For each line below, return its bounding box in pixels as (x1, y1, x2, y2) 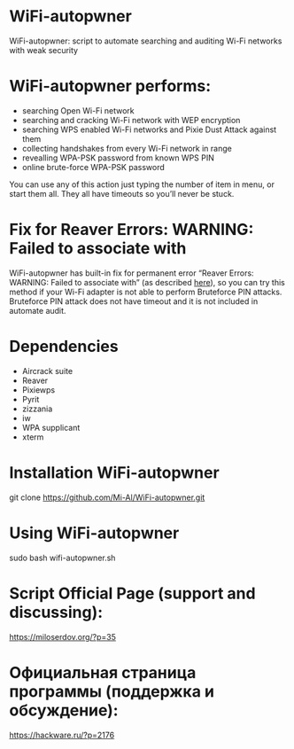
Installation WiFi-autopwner (9, 463, 220, 482)
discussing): (9, 602, 104, 622)
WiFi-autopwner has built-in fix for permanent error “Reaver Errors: (9, 268, 254, 278)
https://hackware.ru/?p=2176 (9, 729, 115, 740)
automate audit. (9, 305, 66, 316)
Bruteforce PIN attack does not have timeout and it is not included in (9, 295, 259, 307)
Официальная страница (9, 662, 197, 683)
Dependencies (9, 337, 119, 356)
